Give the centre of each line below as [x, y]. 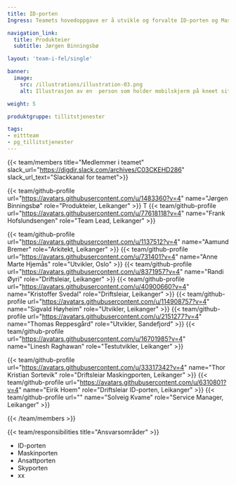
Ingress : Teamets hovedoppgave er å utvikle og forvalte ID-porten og [113, 20]
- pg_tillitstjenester [40, 142]
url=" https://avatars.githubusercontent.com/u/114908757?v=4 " [119, 301]
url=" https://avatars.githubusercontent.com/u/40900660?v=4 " [98, 286]
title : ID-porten [33, 14]
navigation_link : [33, 33]
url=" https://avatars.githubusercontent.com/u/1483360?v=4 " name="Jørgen [118, 198]
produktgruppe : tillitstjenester [56, 117]
